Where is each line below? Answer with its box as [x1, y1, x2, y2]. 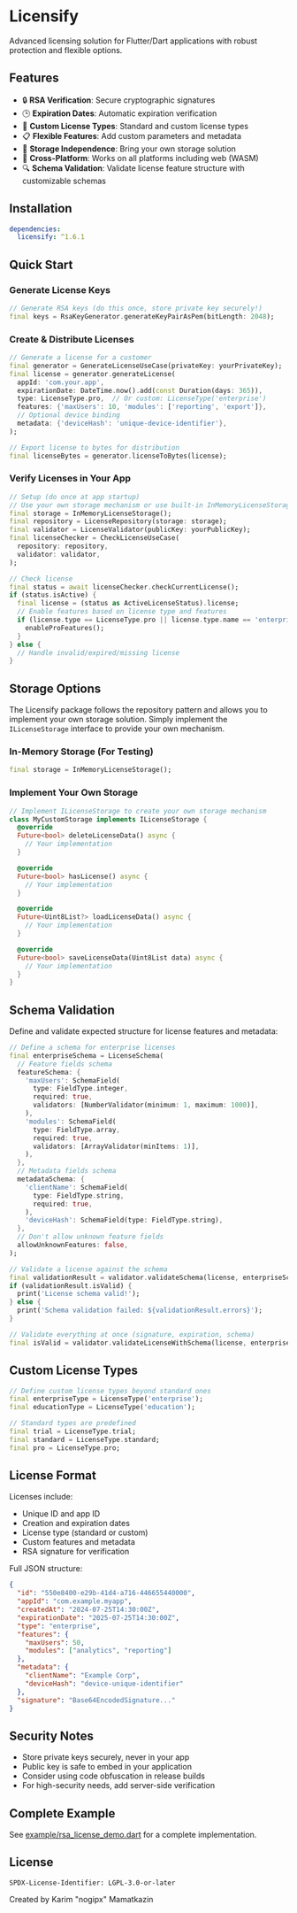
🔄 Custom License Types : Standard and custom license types [21, 120, 249, 131]
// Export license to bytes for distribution [9, 443, 179, 452]
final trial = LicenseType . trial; [9, 1427, 137, 1436]
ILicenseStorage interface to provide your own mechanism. [9, 723, 225, 734]
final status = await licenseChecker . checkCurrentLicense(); [9, 582, 240, 591]
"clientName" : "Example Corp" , [25, 1671, 141, 1680]
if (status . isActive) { [9, 590, 97, 599]
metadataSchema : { [17, 1175, 86, 1184]
